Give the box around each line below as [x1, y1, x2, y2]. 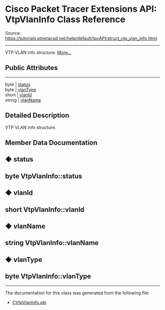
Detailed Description [5, 112, 70, 120]
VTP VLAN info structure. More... [5, 49, 72, 55]
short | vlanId [5, 92, 32, 98]
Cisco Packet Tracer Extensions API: [5, 3, 157, 15]
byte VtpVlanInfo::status [5, 172, 82, 180]
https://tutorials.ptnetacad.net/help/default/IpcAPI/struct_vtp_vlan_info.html [5, 35, 157, 41]
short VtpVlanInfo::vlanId [5, 205, 84, 214]
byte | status [5, 81, 30, 87]
